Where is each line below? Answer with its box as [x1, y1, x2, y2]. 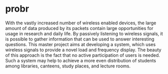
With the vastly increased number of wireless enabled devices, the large [5, 20, 156, 26]
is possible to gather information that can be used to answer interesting [5, 36, 155, 42]
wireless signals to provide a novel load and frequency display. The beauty [5, 47, 161, 53]
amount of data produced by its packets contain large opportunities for [5, 25, 154, 31]
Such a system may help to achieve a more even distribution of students [5, 57, 156, 63]
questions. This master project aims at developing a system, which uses [5, 41, 156, 47]
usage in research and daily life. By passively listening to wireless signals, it [5, 30, 163, 36]
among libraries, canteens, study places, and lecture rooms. [5, 63, 131, 69]
